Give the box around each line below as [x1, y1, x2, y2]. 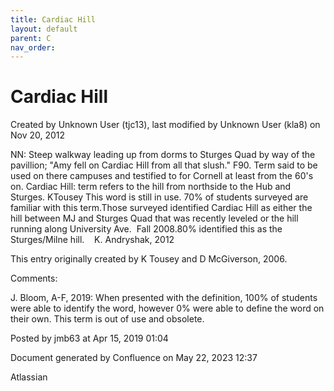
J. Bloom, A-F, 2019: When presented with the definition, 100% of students [10, 292, 318, 304]
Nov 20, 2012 [10, 129, 66, 141]
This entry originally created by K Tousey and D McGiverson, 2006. [10, 253, 288, 265]
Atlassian [10, 371, 48, 383]
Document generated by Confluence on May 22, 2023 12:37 [10, 352, 258, 364]
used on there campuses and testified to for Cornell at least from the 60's [10, 170, 314, 182]
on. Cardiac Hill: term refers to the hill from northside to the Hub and [10, 181, 292, 193]
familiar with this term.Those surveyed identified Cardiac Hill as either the [10, 202, 313, 214]
